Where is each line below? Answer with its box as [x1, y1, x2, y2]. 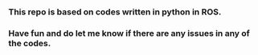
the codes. [8, 37, 51, 49]
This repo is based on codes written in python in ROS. [8, 6, 222, 18]
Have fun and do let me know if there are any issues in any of [8, 27, 251, 38]
